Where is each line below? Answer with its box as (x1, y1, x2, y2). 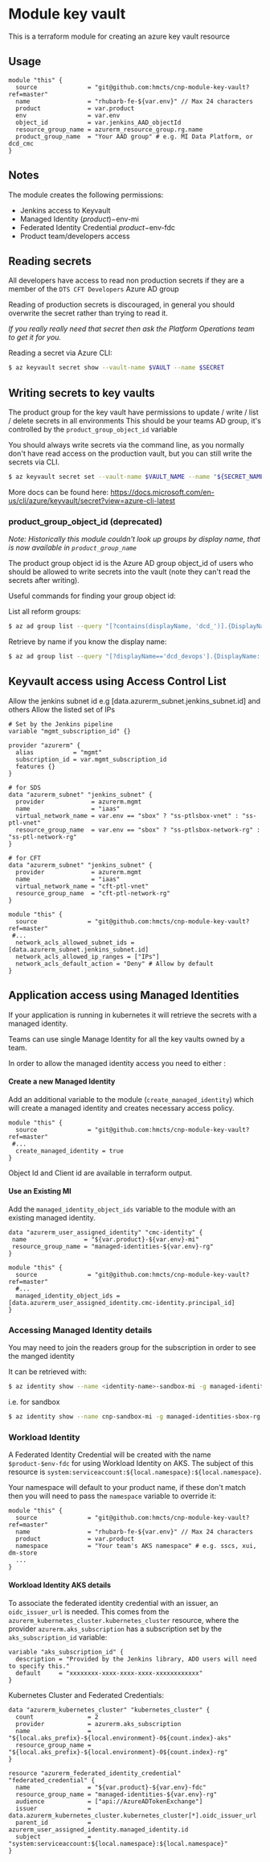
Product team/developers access (19, 231, 130, 241)
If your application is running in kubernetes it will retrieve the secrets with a (8, 1009, 257, 1019)
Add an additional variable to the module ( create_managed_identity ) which (8, 1094, 255, 1104)
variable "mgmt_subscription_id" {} (8, 727, 131, 735)
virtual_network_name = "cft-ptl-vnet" (15, 882, 149, 890)
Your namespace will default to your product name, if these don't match (8, 1483, 247, 1492)
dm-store (8, 1549, 38, 1558)
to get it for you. (8, 332, 62, 342)
